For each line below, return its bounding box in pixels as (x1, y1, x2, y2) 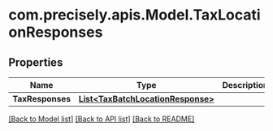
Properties (8, 55, 63, 69)
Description (222, 80, 269, 90)
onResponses (8, 23, 103, 41)
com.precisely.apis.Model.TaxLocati (8, 6, 262, 24)
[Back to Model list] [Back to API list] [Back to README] (8, 114, 195, 124)
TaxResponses (12, 94, 71, 104)
